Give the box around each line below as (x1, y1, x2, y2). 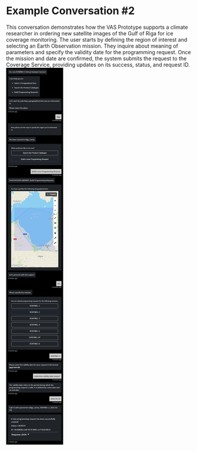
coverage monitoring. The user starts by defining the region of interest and (6, 36, 188, 43)
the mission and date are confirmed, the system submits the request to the (6, 55, 187, 62)
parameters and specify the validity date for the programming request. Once (6, 48, 191, 55)
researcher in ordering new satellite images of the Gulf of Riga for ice (6, 29, 173, 37)
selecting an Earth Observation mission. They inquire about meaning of (6, 42, 178, 49)
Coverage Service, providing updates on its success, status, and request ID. (6, 61, 190, 68)
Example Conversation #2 (6, 4, 135, 18)
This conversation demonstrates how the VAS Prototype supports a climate (6, 24, 188, 31)
